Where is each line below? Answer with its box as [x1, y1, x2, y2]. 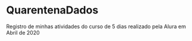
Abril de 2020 [6, 29, 40, 36]
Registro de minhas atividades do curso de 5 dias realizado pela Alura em [6, 23, 186, 30]
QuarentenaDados [6, 4, 99, 17]
